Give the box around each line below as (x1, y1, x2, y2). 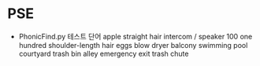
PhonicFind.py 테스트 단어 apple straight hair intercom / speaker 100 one (18, 31, 253, 41)
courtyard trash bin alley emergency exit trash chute (18, 49, 189, 58)
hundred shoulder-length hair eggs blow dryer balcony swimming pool (18, 40, 248, 49)
